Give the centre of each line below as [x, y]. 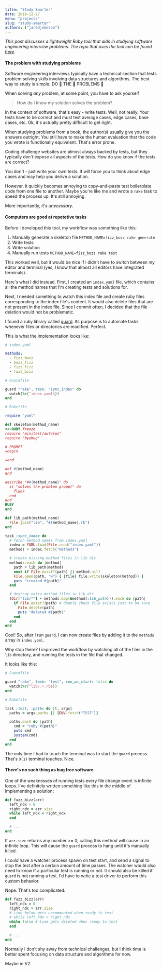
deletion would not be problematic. [40, 312]
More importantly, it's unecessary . [39, 206]
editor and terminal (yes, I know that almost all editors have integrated [74, 267]
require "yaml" [20, 416]
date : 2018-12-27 [22, 14]
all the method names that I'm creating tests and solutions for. [66, 287]
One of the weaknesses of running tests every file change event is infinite [78, 780]
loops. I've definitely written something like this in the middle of [68, 786]
